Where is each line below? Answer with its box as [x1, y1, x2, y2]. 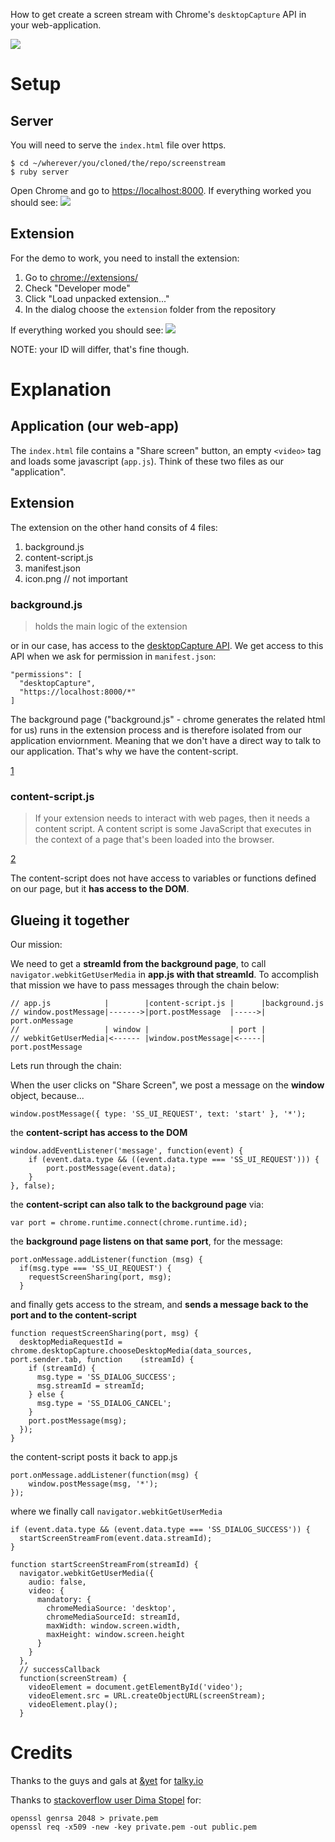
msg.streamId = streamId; [36, 1381, 145, 1391]
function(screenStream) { [19, 1674, 128, 1684]
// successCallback [19, 1665, 101, 1675]
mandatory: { [36, 1595, 92, 1605]
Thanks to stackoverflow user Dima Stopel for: [10, 1794, 202, 1806]
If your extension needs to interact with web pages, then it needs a [34, 812, 311, 824]
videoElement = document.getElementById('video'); [28, 1682, 244, 1693]
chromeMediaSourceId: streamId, [46, 1612, 182, 1623]
